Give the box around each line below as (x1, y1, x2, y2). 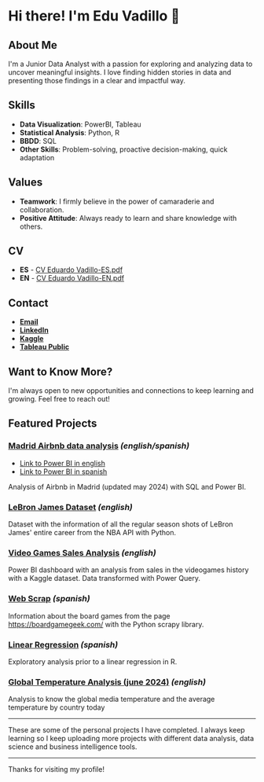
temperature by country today (8, 703, 105, 712)
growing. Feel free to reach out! (8, 395, 110, 404)
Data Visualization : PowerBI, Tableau (19, 119, 141, 129)
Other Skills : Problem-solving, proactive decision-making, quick (19, 145, 228, 154)
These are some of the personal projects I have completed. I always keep (8, 725, 245, 735)
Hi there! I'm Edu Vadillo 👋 (8, 7, 181, 25)
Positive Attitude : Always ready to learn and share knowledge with (19, 213, 237, 222)
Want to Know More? (8, 365, 113, 378)
